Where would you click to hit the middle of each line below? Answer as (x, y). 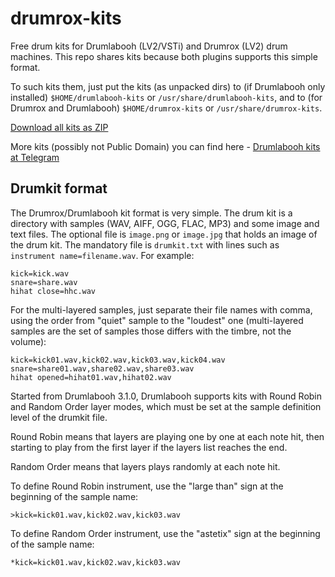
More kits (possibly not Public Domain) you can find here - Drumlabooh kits (165, 146)
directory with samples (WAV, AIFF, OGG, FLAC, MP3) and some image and (165, 223)
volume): (28, 341)
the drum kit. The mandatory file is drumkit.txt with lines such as (145, 244)
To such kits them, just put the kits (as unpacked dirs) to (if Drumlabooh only (168, 86)
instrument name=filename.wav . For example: (102, 255)
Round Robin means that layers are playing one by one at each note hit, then (167, 436)
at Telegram (35, 157)
